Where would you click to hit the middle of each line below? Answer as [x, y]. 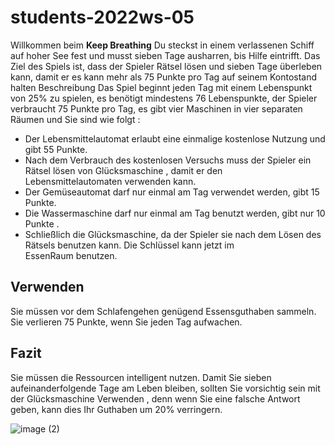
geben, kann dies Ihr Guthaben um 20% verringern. [116, 409]
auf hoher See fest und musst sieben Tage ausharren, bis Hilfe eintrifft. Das [165, 55]
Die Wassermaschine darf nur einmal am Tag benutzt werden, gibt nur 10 [175, 213]
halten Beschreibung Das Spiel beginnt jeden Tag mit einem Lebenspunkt [161, 87]
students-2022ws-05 [102, 17]
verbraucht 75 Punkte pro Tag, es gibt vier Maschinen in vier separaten [156, 108]
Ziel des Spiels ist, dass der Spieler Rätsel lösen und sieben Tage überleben [166, 66]
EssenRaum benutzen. [71, 255]
